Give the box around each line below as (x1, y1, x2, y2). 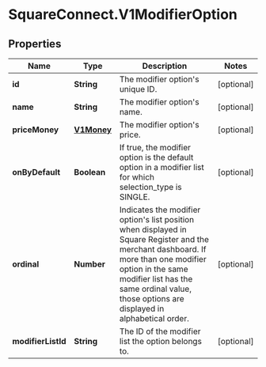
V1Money (74, 124, 112, 135)
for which (119, 172, 155, 183)
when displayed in (119, 224, 188, 235)
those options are (119, 293, 184, 304)
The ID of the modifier (119, 326, 201, 337)
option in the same (119, 263, 188, 274)
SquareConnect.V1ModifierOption (8, 6, 237, 24)
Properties (8, 37, 62, 51)
